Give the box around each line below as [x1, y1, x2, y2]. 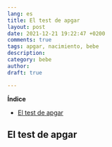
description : [7, 50, 46, 57]
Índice [7, 94, 26, 103]
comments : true [7, 37, 52, 44]
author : [7, 63, 30, 70]
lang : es [7, 10, 33, 18]
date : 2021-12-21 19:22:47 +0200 [7, 30, 106, 37]
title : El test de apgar [7, 17, 80, 24]
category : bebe [7, 56, 52, 63]
